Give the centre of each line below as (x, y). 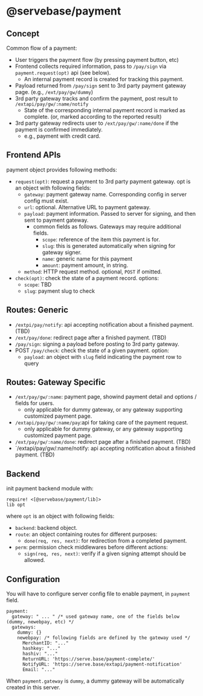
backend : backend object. (46, 528)
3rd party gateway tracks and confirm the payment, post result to (96, 99)
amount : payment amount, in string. (85, 265)
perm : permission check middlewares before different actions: (91, 547)
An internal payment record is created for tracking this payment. (104, 79)
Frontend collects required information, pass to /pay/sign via (91, 66)
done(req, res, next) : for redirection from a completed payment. (105, 541)
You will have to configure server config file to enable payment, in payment (98, 594)
